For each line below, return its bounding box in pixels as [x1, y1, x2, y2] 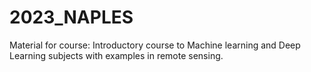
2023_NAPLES [9, 6, 134, 29]
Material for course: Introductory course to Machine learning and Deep [9, 39, 301, 51]
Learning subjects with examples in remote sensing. [9, 49, 224, 61]
